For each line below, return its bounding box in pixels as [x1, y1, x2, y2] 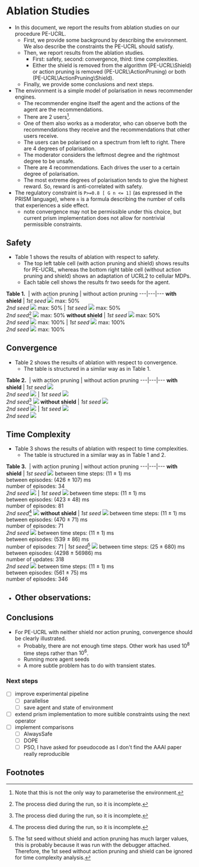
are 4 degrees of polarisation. [23, 144, 97, 152]
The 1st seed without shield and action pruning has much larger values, [14, 835, 189, 842]
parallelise [23, 697, 49, 704]
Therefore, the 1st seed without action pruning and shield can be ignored [14, 847, 192, 855]
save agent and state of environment [23, 704, 114, 711]
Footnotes [6, 768, 44, 778]
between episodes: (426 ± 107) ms [6, 477, 91, 484]
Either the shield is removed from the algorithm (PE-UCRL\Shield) [32, 61, 192, 69]
